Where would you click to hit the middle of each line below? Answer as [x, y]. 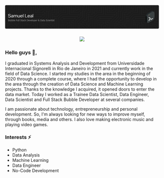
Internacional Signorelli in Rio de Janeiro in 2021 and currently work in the [79, 68]
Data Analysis [26, 155]
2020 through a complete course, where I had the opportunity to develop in [81, 79]
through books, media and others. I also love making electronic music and [79, 119]
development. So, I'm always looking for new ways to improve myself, [75, 114]
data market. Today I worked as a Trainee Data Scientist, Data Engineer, [77, 94]
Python [19, 150]
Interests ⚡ [18, 138]
